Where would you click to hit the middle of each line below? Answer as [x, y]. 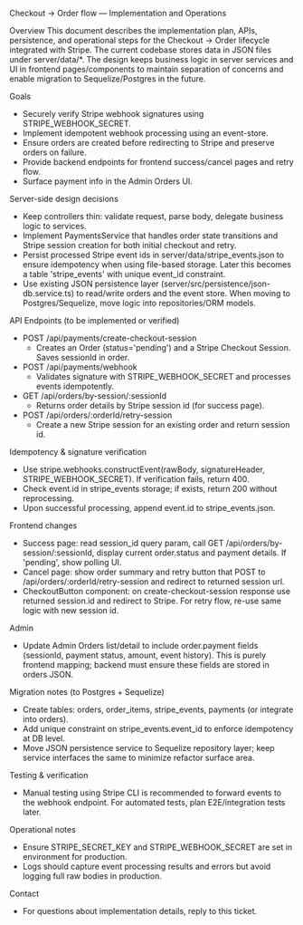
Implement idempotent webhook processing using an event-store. [145, 133]
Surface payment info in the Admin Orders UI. [107, 181]
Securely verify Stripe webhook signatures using [113, 114]
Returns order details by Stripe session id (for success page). [150, 405]
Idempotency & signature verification [78, 452]
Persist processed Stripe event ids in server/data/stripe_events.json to [153, 255]
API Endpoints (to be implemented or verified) [95, 320]
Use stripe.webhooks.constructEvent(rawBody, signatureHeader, [143, 469]
